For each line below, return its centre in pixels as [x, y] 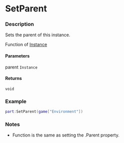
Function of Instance [26, 45]
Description [20, 24]
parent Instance [21, 67]
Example [16, 101]
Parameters [17, 56]
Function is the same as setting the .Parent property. [66, 135]
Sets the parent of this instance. [38, 35]
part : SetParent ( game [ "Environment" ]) [44, 112]
